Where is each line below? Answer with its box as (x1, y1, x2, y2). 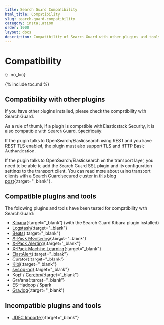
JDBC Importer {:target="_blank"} (12, 315, 79, 321)
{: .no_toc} (5, 71, 26, 77)
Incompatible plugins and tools (5, 302, 101, 310)
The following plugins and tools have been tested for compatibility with (5, 205, 148, 211)
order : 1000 (5, 25, 29, 30)
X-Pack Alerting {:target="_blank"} (12, 240, 81, 247)
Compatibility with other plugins (5, 95, 105, 104)
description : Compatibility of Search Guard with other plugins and (5, 35, 147, 40)
